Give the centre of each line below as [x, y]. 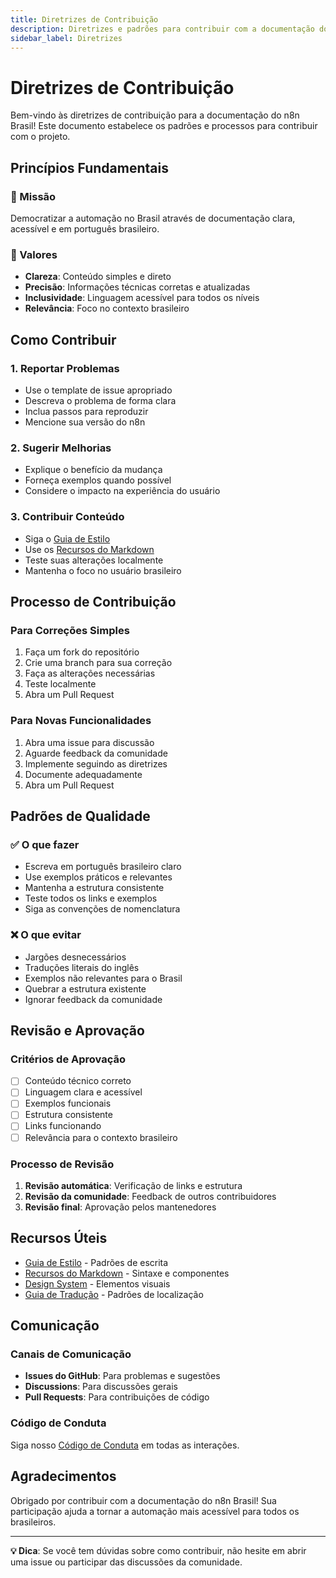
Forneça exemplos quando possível [98, 480]
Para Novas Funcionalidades [81, 721]
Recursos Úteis [59, 1238]
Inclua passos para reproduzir [86, 411]
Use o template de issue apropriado [98, 390]
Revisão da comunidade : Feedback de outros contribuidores [150, 1196]
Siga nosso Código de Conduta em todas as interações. [125, 1445]
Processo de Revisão [62, 1164]
